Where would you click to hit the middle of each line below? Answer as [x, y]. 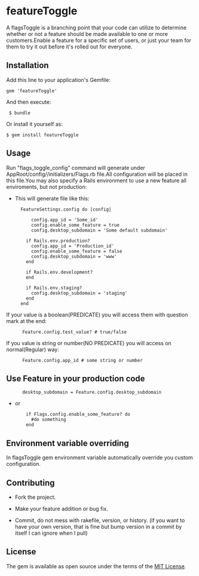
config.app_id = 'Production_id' [73, 246]
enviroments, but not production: [47, 187]
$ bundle [20, 113]
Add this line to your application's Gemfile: [58, 80]
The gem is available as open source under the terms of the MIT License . [96, 566]
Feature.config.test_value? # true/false [74, 332]
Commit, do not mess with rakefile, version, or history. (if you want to [100, 520]
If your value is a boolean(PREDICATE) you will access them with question [97, 315]
